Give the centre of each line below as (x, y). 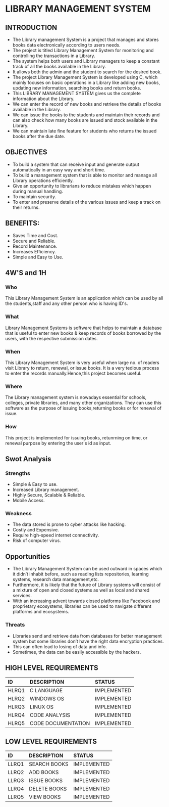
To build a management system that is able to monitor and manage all (85, 175)
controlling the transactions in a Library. (54, 56)
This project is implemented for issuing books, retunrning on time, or (76, 437)
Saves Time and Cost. (35, 235)
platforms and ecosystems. (41, 612)
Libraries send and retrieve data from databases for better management (87, 636)
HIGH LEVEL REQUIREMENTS (52, 668)
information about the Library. (43, 99)
